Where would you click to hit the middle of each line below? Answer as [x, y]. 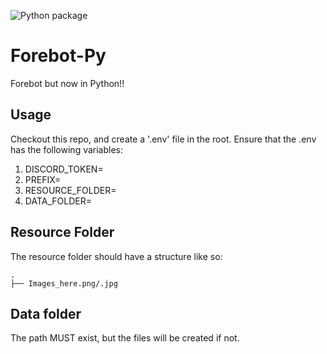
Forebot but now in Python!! [67, 83]
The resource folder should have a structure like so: [116, 256]
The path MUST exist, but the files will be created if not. [125, 338]
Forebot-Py [58, 56]
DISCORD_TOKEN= [64, 169]
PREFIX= [43, 179]
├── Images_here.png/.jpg [64, 283]
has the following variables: [67, 149]
